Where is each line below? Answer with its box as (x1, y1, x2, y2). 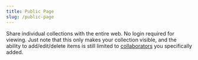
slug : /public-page (6, 14, 54, 20)
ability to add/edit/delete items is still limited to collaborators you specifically (6, 42, 192, 50)
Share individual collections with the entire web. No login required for (6, 30, 174, 37)
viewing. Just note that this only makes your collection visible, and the (6, 36, 177, 43)
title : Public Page (6, 8, 54, 15)
